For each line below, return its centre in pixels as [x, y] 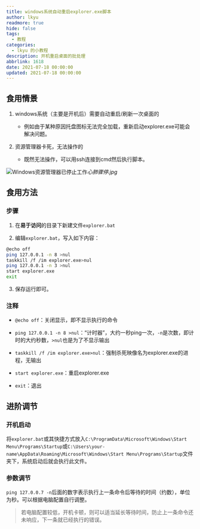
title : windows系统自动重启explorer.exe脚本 [59, 12]
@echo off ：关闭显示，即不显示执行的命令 [66, 320]
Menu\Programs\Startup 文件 [160, 453]
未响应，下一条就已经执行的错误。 [63, 520]
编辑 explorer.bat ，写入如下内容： [57, 238]
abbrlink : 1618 [25, 61]
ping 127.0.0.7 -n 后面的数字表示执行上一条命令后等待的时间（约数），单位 [98, 492]
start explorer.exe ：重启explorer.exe [62, 373]
